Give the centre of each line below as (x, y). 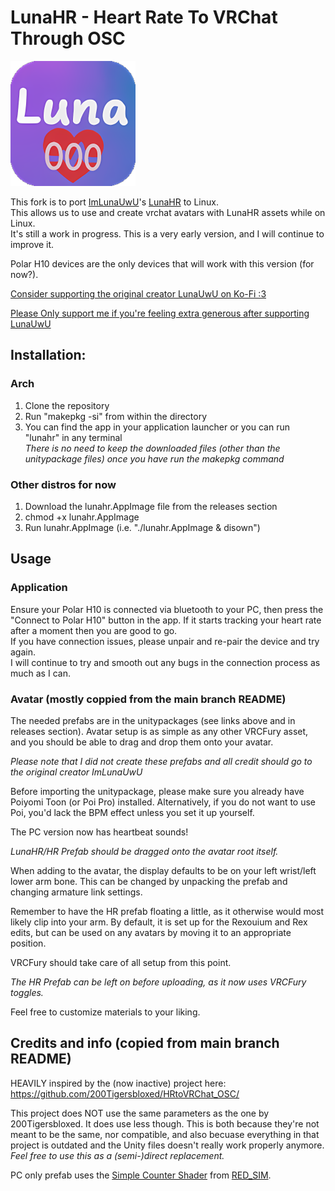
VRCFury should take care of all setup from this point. (121, 962)
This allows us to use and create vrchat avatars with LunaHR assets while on (168, 212)
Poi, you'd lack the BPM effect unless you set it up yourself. (132, 812)
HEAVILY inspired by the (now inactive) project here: (118, 1083)
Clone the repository (67, 405)
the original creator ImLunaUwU (76, 772)
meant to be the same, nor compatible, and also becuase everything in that (165, 1134)
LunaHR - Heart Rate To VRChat (144, 17)
